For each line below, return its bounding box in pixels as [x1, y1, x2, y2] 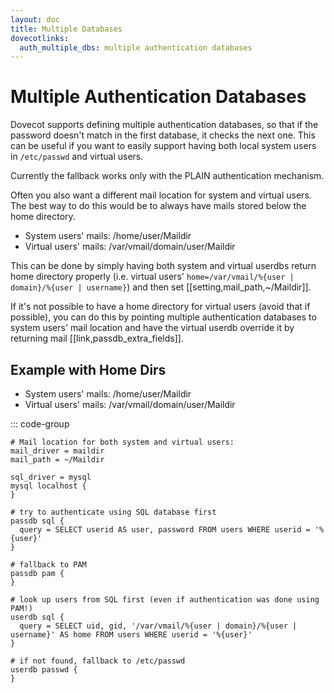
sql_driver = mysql [10, 472, 92, 482]
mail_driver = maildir [10, 446, 105, 456]
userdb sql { [10, 612, 65, 622]
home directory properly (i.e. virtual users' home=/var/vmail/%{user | [10, 271, 295, 283]
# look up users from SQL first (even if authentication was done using [10, 595, 320, 605]
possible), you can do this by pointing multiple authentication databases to [10, 311, 317, 323]
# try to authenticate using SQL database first [10, 507, 217, 517]
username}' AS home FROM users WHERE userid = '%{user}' [10, 630, 253, 640]
